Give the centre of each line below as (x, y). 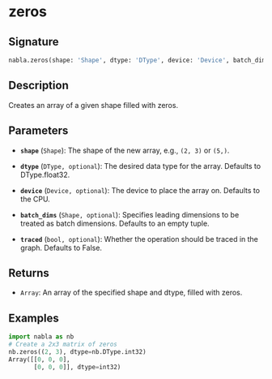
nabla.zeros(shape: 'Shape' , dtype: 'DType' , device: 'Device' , (119, 60)
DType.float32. (45, 174)
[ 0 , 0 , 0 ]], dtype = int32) (77, 367)
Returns (29, 273)
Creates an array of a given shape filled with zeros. (93, 105)
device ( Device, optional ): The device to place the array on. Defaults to (140, 190)
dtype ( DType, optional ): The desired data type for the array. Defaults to (140, 166)
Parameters (38, 131)
